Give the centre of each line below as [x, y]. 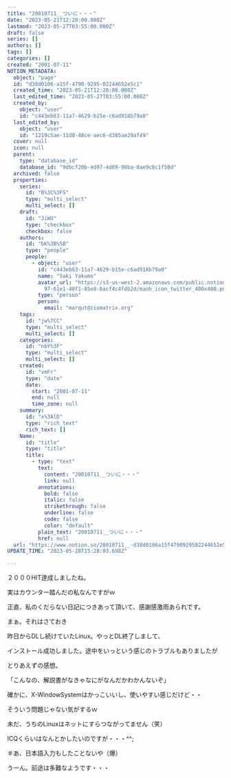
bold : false [61, 494]
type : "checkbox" [50, 224]
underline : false [69, 513]
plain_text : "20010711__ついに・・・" [90, 532]
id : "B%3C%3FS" [47, 193]
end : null [46, 398]
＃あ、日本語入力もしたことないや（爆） [64, 753]
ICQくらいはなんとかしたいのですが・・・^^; [70, 739]
